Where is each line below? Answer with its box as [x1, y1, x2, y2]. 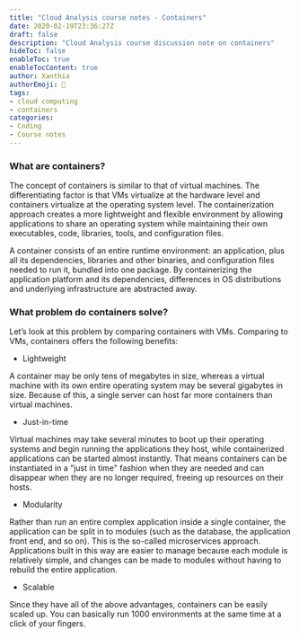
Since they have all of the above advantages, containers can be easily [9, 599, 268, 610]
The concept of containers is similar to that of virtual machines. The [9, 181, 260, 191]
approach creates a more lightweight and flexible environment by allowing [9, 208, 284, 220]
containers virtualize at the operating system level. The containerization [9, 199, 275, 210]
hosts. [9, 482, 32, 492]
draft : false [9, 30, 58, 39]
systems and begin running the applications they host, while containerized [9, 444, 285, 455]
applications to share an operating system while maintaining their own [9, 218, 268, 229]
